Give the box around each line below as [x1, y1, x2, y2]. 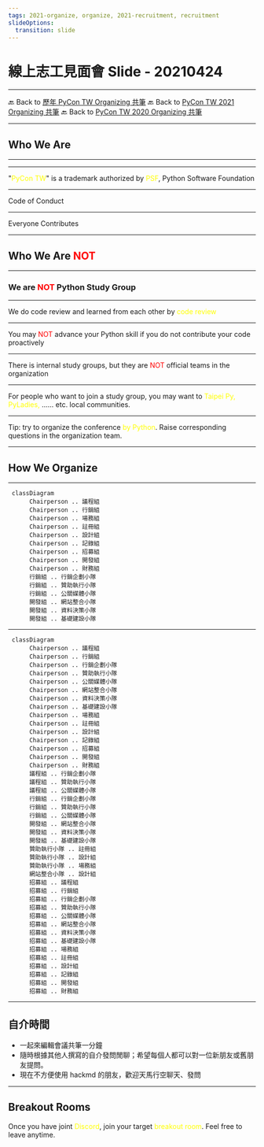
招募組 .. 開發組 [28, 979, 79, 987]
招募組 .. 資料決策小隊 [28, 929, 97, 937]
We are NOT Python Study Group [8, 281, 136, 292]
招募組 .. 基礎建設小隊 [28, 938, 97, 945]
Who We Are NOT [8, 249, 96, 262]
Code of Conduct [8, 196, 64, 205]
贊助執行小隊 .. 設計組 [28, 853, 97, 862]
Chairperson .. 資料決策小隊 [28, 694, 118, 703]
